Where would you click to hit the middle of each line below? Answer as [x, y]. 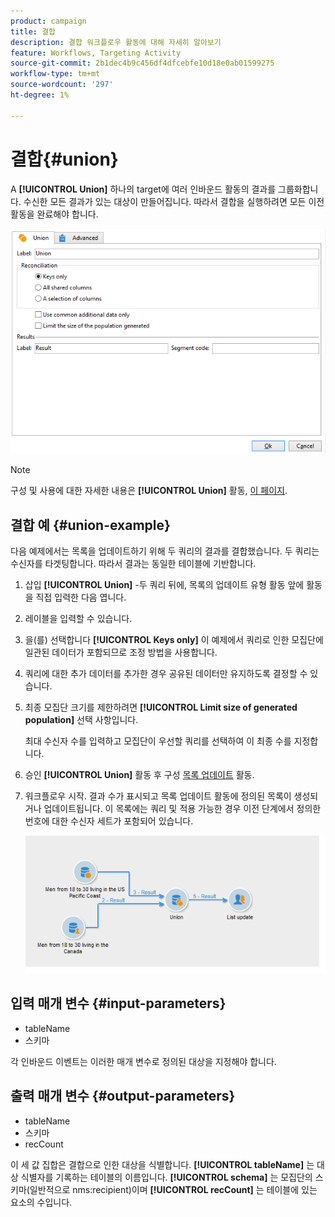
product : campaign [48, 21]
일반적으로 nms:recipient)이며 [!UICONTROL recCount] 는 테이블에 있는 [173, 1189]
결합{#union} [64, 159]
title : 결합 [33, 31]
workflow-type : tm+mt [55, 74]
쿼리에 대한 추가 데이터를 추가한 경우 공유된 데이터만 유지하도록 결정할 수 [166, 674]
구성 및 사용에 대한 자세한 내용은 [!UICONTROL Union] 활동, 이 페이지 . [149, 491]
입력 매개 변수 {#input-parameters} [118, 1003]
